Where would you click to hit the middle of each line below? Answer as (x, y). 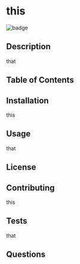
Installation (27, 100)
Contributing (30, 188)
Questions (26, 255)
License (21, 167)
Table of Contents (40, 80)
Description (28, 47)
